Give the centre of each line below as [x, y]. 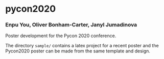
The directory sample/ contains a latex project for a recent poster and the [82, 46]
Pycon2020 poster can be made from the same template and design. [78, 51]
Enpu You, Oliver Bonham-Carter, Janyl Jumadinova [71, 25]
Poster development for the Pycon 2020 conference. [61, 36]
